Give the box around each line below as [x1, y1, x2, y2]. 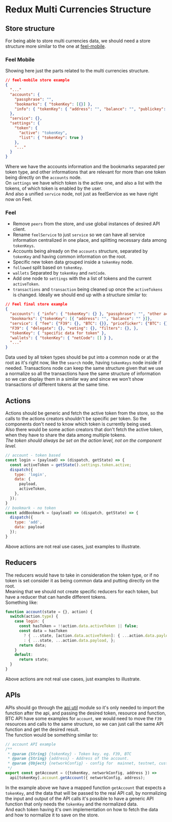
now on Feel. [5, 196, 32, 203]
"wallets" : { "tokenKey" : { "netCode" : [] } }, [10, 335, 114, 341]
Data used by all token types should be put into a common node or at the [5, 354, 159, 361]
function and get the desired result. [5, 726, 80, 732]
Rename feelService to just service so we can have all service [12, 231, 145, 238]
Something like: [5, 599, 38, 605]
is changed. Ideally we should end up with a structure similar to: [12, 292, 147, 298]
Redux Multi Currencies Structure [5, 4, 152, 15]
